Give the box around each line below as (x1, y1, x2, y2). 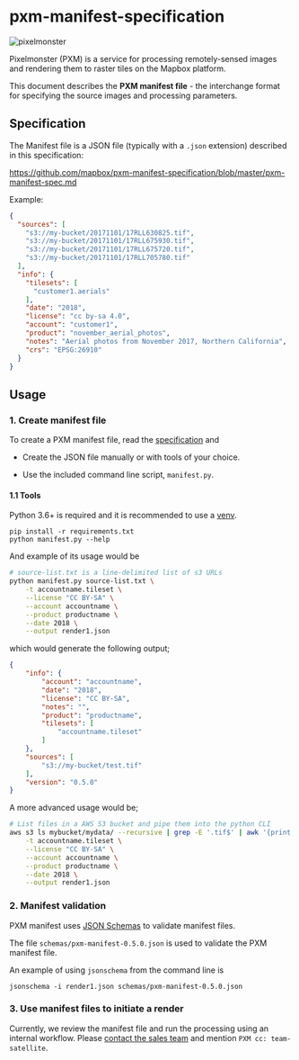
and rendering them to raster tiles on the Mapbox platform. (9, 63, 226, 74)
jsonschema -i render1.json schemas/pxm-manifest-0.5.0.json (9, 982, 243, 991)
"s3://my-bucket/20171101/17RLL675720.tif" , (25, 245, 195, 254)
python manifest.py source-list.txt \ (9, 577, 154, 586)
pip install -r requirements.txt (9, 527, 135, 536)
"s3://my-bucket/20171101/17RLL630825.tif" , (25, 228, 195, 238)
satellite (9, 1044, 47, 1053)
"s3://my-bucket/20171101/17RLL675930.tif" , (25, 237, 195, 246)
